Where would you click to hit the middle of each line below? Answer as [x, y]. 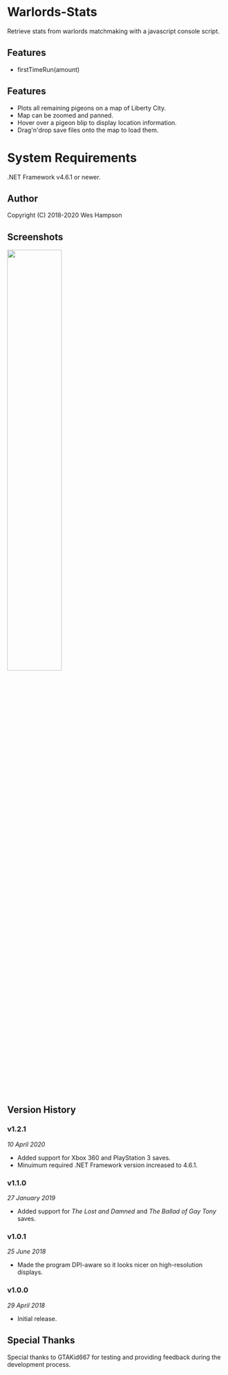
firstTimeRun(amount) [48, 69]
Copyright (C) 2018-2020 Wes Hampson [65, 215]
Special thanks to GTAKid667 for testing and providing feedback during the [114, 1357]
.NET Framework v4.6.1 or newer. [54, 177]
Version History [41, 1109]
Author [22, 199]
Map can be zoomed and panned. [65, 115]
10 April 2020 [26, 1144]
